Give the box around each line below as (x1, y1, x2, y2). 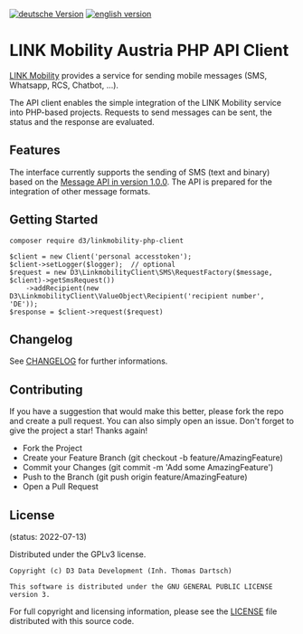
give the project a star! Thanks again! (9, 425, 148, 436)
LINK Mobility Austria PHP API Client (9, 41, 289, 61)
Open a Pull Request (22, 481, 99, 492)
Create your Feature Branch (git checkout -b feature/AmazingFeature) (22, 452, 283, 463)
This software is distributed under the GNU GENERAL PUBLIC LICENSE (9, 582, 273, 591)
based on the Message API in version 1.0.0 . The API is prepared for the (9, 176, 273, 187)
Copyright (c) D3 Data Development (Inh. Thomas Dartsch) (9, 566, 232, 575)
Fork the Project (22, 443, 83, 454)
